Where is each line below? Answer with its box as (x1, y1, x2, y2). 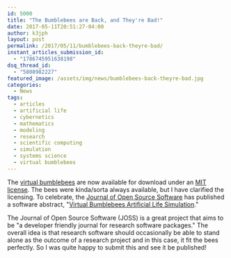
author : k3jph (7, 29, 49, 37)
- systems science (13, 152, 67, 160)
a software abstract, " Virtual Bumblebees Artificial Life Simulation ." (7, 200, 199, 209)
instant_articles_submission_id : (7, 49, 104, 56)
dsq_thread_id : (7, 62, 51, 69)
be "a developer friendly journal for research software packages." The (7, 220, 209, 229)
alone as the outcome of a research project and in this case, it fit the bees (7, 236, 219, 244)
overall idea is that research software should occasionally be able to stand (7, 228, 221, 236)
